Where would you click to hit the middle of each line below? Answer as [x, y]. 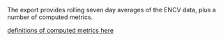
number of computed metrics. [50, 17]
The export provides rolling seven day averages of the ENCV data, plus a [111, 10]
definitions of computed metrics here [60, 30]
